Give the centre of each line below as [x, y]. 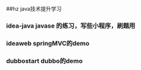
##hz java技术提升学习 [34, 9]
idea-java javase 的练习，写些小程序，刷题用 [71, 26]
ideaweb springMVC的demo [48, 43]
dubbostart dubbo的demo [45, 60]
